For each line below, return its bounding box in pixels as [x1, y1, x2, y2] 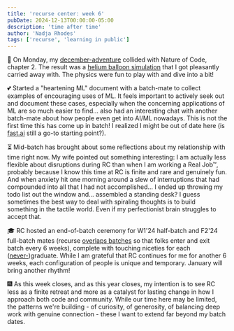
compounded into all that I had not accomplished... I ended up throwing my [7, 183, 224, 191]
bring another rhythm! [7, 267, 71, 275]
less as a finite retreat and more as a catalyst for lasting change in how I [7, 288, 214, 296]
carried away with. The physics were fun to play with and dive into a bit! [7, 71, 214, 79]
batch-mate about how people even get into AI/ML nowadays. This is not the [7, 114, 228, 122]
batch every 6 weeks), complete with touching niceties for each [7, 244, 191, 253]
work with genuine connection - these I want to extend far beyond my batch [7, 310, 226, 318]
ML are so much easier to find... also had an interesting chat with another [7, 106, 218, 115]
